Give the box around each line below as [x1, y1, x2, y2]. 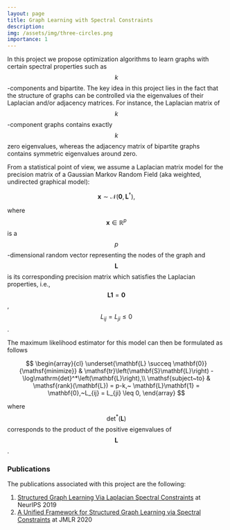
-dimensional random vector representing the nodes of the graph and [7, 251, 206, 259]
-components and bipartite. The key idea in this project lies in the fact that [7, 84, 219, 92]
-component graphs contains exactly [7, 121, 113, 129]
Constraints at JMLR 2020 [17, 515, 92, 524]
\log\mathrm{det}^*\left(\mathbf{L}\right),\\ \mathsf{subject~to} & [22, 374, 211, 382]
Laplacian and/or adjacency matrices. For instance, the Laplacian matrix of [7, 99, 220, 108]
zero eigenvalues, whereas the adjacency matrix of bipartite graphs [7, 142, 200, 151]
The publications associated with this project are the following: [7, 480, 186, 488]
